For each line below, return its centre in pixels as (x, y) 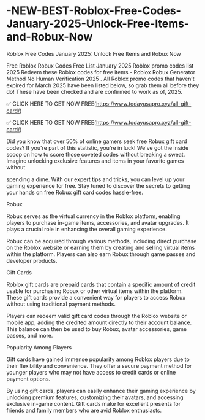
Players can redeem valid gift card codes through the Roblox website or (97, 316)
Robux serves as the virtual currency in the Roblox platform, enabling (93, 216)
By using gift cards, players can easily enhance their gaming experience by (101, 391)
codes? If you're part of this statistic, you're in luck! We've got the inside (98, 147)
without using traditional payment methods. (61, 304)
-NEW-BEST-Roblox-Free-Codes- (94, 11)
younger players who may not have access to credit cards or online (91, 372)
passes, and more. (30, 335)
